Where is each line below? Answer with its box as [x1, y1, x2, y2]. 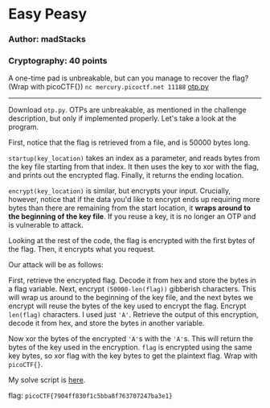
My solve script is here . [8, 375, 86, 385]
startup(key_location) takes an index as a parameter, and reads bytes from [8, 154, 260, 163]
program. [8, 122, 39, 132]
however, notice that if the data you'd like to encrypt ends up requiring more [8, 195, 260, 204]
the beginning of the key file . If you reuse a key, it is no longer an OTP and [8, 212, 256, 221]
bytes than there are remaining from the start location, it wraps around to [8, 203, 252, 213]
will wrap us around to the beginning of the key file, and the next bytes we [8, 293, 254, 303]
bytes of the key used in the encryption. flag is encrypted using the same [8, 343, 252, 352]
